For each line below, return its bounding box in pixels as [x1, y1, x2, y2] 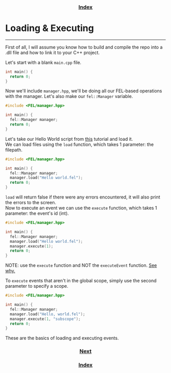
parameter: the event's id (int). [5, 210, 69, 216]
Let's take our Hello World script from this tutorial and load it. [5, 136, 133, 142]
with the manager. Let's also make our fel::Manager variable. [5, 93, 133, 100]
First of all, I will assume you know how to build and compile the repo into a [5, 44, 163, 50]
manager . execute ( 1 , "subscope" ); [10, 316, 81, 321]
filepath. [5, 146, 23, 153]
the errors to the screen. [5, 200, 56, 206]
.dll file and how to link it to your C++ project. [5, 49, 100, 56]
